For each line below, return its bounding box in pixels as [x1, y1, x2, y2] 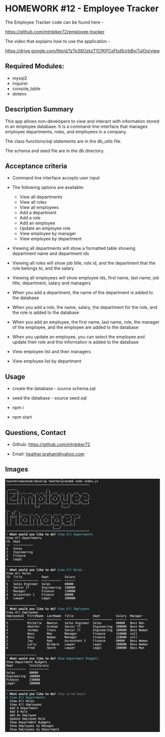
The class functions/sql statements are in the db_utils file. [5, 138, 122, 144]
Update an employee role [19, 225, 71, 231]
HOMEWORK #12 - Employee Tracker [5, 3, 159, 14]
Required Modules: [5, 62, 65, 70]
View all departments [19, 194, 63, 200]
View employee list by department [12, 358, 82, 364]
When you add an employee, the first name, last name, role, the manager [12, 319, 160, 325]
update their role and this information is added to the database [12, 339, 139, 345]
